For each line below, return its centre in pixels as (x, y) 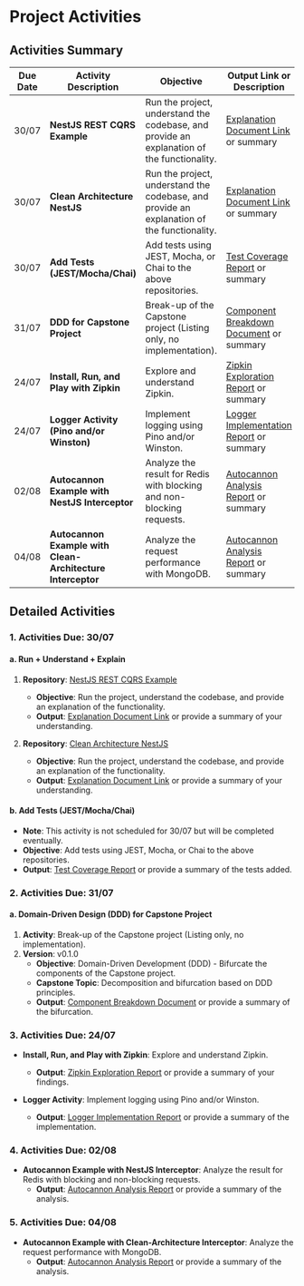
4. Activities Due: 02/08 (63, 1151)
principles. (56, 992)
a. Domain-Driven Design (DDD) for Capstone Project (111, 914)
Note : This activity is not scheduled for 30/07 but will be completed (148, 831)
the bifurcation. (64, 1011)
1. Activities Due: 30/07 (62, 638)
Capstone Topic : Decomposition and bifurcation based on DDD (154, 982)
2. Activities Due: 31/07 (62, 892)
